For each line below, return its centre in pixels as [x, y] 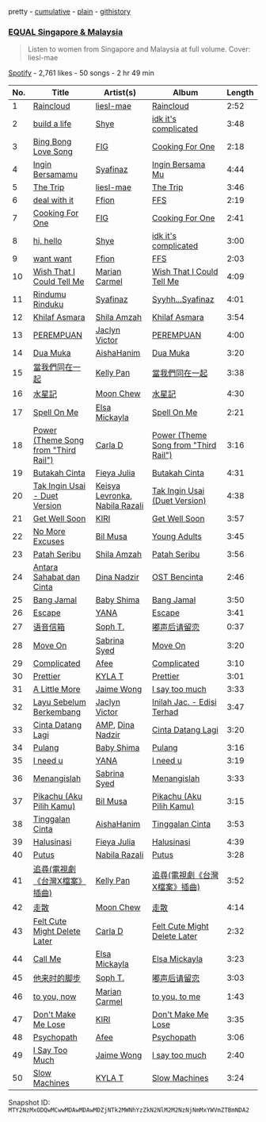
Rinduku [48, 305]
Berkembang [57, 712]
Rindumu [49, 294]
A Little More [57, 690]
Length [240, 93]
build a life [52, 124]
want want [53, 259]
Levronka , [114, 496]
